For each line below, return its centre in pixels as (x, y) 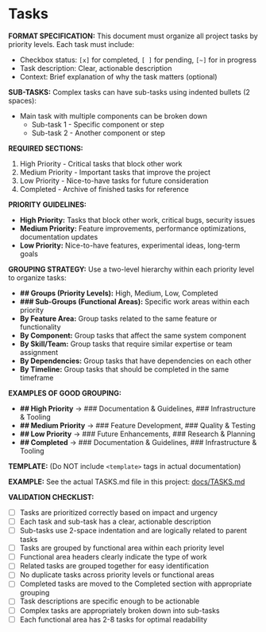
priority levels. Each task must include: (71, 44)
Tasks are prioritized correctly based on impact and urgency (119, 512)
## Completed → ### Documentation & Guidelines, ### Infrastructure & (138, 442)
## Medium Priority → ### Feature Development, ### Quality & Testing (137, 425)
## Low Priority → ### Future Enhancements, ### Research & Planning (137, 434)
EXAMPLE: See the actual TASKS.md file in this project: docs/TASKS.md (127, 482)
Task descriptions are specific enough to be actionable (110, 601)
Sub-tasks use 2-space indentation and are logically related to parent (133, 531)
